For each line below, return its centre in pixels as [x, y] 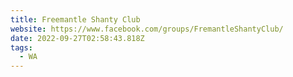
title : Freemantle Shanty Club [75, 19]
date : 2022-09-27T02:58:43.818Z [77, 38]
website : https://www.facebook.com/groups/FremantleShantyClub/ [147, 29]
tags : [21, 47]
